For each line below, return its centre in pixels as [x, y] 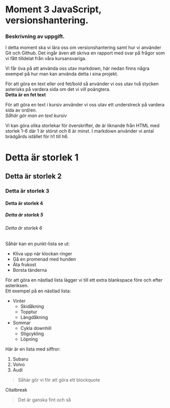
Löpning [29, 339]
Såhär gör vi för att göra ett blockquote [59, 380]
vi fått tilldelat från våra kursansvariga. [46, 59]
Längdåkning [34, 318]
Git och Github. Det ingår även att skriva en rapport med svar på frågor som [85, 53]
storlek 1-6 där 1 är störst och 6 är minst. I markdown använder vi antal [80, 131]
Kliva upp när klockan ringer [42, 254]
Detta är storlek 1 [42, 157]
